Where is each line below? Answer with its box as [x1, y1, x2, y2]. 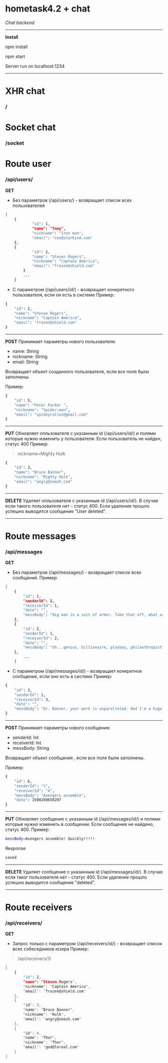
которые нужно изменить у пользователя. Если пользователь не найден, [5, 436, 161, 442]
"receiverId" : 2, [23, 635, 59, 641]
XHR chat [5, 86, 45, 97]
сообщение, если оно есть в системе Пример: [12, 673, 112, 679]
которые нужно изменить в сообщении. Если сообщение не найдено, [5, 821, 154, 827]
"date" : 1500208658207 [14, 797, 61, 802]
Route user [5, 158, 51, 169]
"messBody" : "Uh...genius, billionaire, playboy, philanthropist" [23, 645, 164, 650]
